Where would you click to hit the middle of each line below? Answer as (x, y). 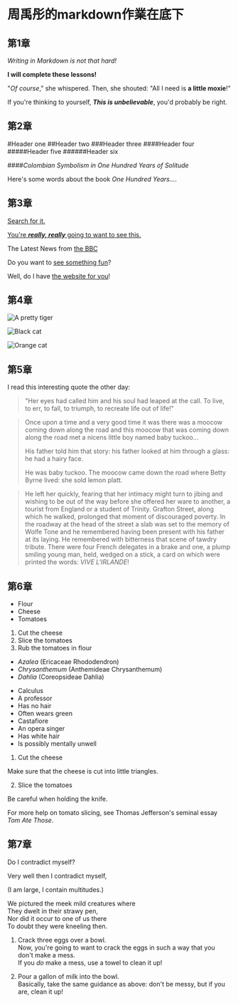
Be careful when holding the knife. (58, 799)
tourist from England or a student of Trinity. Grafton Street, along (119, 509)
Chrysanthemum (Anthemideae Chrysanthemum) (90, 670)
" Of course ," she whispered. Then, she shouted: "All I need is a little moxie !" (119, 88)
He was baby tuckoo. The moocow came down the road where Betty (125, 473)
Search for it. (26, 221)
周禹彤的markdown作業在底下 (96, 15)
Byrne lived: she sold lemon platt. (74, 480)
